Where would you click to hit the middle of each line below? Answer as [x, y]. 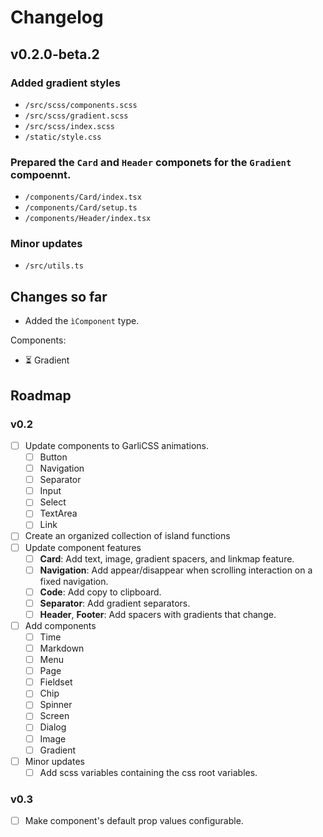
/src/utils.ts [54, 266]
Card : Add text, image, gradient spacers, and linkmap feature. [167, 558]
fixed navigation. [74, 581]
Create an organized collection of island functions [127, 536]
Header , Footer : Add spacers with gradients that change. [158, 614]
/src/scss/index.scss [69, 126]
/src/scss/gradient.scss [76, 116]
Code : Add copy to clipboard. [100, 592]
